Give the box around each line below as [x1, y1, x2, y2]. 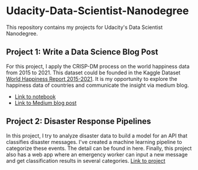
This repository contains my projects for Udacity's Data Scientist [6, 24, 163, 31]
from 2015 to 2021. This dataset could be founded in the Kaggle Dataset [6, 69, 181, 76]
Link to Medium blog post [14, 99, 77, 106]
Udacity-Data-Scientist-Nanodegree [6, 4, 189, 18]
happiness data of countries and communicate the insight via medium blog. [6, 81, 189, 89]
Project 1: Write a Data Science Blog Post [6, 47, 159, 57]
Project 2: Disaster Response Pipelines [6, 116, 151, 126]
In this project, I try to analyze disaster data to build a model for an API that [6, 132, 187, 139]
